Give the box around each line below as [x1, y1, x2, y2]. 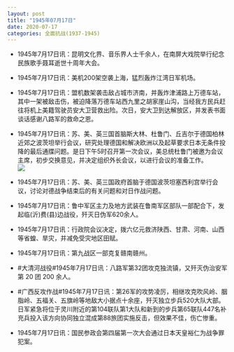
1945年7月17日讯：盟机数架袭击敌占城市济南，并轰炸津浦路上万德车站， [17, 88, 225, 97]
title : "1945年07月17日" [7, 17, 77, 24]
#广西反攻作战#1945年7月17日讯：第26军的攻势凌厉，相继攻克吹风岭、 [17, 287, 222, 296]
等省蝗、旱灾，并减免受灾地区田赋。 [17, 234, 122, 243]
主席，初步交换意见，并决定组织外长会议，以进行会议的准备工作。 [17, 156, 207, 165]
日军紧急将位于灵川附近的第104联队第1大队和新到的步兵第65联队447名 [17, 305, 221, 313]
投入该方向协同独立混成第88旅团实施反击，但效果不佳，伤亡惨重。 [29, 313, 221, 323]
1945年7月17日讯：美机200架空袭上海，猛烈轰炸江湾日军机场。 [17, 74, 200, 82]
